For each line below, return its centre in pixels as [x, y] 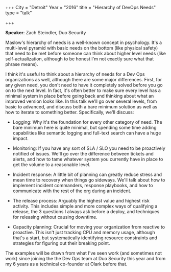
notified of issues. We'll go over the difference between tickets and [83, 154]
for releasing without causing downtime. [55, 217]
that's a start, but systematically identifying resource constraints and [85, 238]
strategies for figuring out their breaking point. [62, 243]
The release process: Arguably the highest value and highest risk [81, 201]
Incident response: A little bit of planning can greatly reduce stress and [87, 174]
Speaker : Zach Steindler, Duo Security [46, 32]
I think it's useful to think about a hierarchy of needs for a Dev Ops [75, 74]
